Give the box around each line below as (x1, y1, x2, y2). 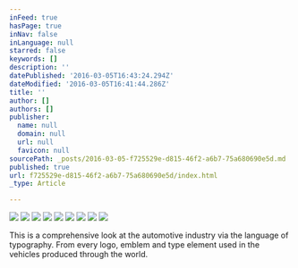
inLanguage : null (9, 38, 74, 47)
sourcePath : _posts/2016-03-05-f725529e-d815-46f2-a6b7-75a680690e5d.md (9, 154, 286, 163)
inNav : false (9, 29, 58, 38)
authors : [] (9, 105, 54, 113)
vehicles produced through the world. (9, 249, 149, 260)
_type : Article (9, 180, 66, 188)
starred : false (9, 46, 66, 55)
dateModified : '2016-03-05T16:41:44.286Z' (9, 80, 170, 88)
